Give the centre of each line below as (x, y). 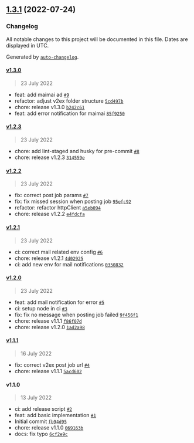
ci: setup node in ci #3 (41, 308)
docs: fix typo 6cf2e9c (41, 434)
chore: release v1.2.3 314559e (50, 157)
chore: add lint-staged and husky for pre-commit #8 (77, 151)
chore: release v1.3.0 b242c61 (50, 107)
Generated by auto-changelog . (42, 57)
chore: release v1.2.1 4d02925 (49, 258)
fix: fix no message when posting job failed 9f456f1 (76, 315)
